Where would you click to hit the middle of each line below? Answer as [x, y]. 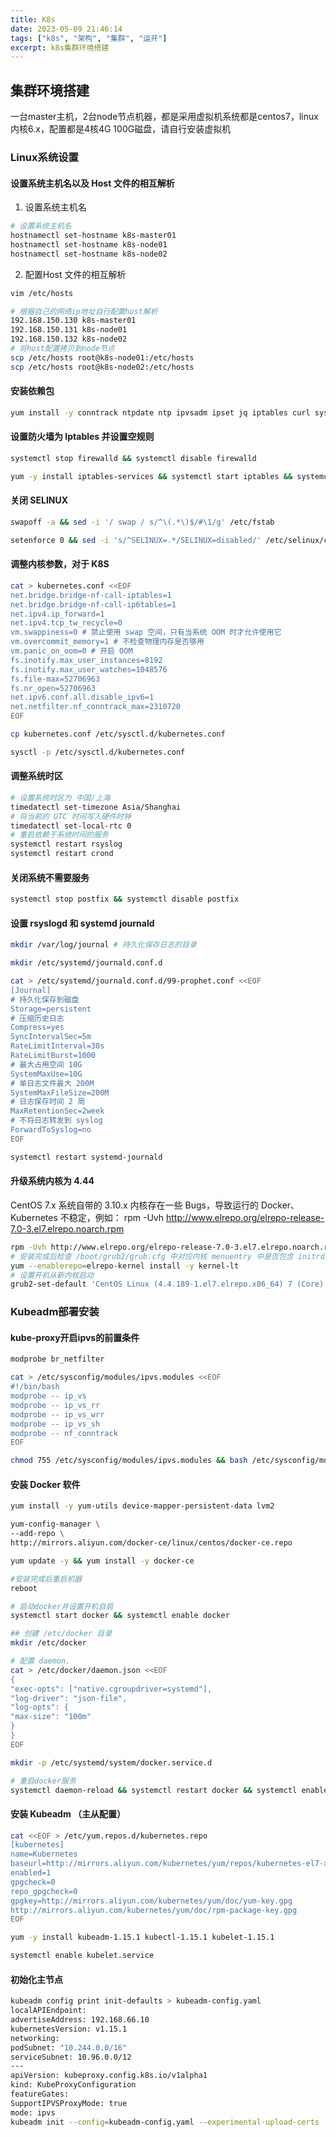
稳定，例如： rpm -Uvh [116, 1217]
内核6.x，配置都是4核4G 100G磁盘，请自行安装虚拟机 [121, 129]
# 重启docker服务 [43, 1781]
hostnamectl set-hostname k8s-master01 [93, 236]
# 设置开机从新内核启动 [52, 1275]
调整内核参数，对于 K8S [60, 564]
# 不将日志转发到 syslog [56, 1121]
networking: [35, 2038]
